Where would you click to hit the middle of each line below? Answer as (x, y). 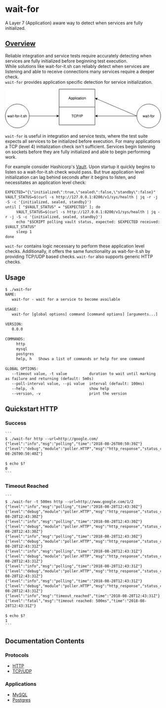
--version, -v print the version (69, 394)
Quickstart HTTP (32, 409)
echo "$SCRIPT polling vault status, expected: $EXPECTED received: (88, 222)
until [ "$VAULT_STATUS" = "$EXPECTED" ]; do (53, 207)
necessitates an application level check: (46, 182)
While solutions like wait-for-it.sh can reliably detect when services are (77, 66)
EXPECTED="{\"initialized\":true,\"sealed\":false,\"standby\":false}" (80, 192)
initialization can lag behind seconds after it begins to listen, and (70, 177)
